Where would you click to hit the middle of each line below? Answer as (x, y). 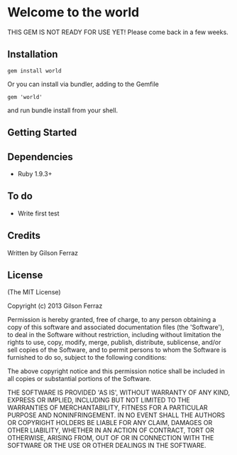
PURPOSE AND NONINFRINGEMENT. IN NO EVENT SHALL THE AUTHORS (116, 415)
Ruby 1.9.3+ (35, 173)
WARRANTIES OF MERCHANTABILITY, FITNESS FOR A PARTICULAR (108, 408)
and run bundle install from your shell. (63, 110)
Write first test (38, 213)
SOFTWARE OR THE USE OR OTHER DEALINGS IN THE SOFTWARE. (107, 446)
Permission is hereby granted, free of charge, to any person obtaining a (112, 320)
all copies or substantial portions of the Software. (79, 379)
